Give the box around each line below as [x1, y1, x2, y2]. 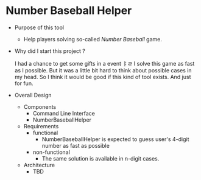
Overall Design [14, 91, 52, 99]
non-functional [32, 148, 71, 156]
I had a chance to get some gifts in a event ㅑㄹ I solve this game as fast [14, 60, 195, 67]
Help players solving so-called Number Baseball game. [23, 35, 162, 43]
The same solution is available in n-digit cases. [41, 154, 160, 162]
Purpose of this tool [14, 24, 65, 31]
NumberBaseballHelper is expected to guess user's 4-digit [41, 135, 189, 143]
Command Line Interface [32, 109, 95, 117]
